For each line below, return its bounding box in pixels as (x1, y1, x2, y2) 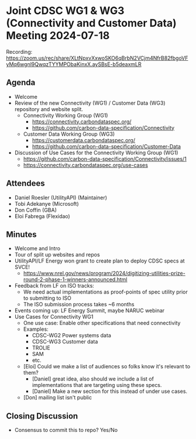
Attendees (6, 178, 45, 188)
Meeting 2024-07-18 (6, 29, 110, 42)
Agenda (6, 78, 36, 88)
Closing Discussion (6, 411, 78, 421)
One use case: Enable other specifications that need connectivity (23, 320, 181, 327)
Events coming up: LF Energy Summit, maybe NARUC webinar (14, 307, 165, 314)
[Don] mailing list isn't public (23, 394, 92, 401)
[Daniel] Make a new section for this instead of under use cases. (32, 388, 188, 395)
